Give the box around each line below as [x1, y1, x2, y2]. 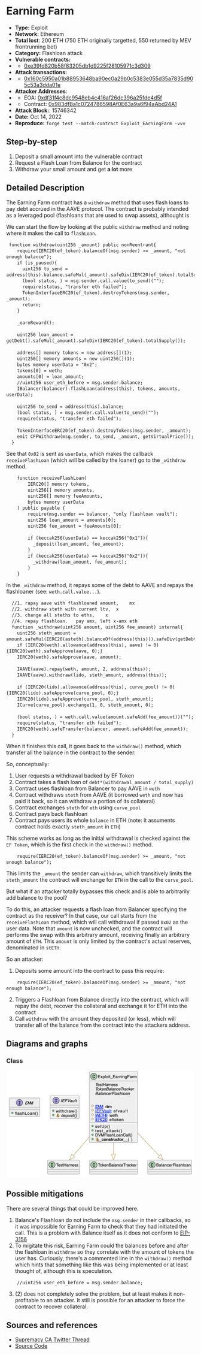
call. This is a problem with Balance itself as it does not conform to [14, 1229, 179, 1236]
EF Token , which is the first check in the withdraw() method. [6, 840, 154, 848]
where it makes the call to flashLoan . [6, 229, 97, 237]
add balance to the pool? [6, 894, 68, 901]
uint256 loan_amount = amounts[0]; [28, 517, 117, 523]
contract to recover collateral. [14, 1303, 88, 1310]
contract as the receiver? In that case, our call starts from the [6, 912, 157, 919]
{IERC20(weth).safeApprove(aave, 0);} [6, 648, 103, 654]
